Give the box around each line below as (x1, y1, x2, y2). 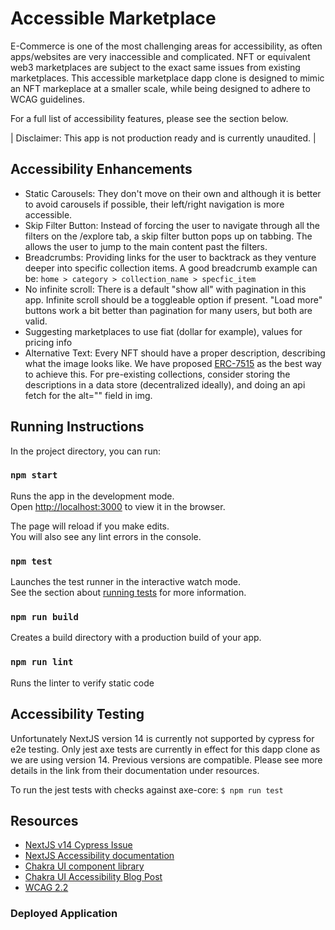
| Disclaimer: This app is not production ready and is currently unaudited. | (10, 132, 317, 144)
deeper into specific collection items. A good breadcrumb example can (24, 262, 318, 274)
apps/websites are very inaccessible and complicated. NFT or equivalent (10, 50, 311, 62)
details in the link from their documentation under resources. (10, 764, 260, 776)
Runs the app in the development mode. (10, 490, 175, 502)
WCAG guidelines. (10, 93, 85, 105)
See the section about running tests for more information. (10, 587, 247, 599)
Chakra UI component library (24, 860, 145, 872)
